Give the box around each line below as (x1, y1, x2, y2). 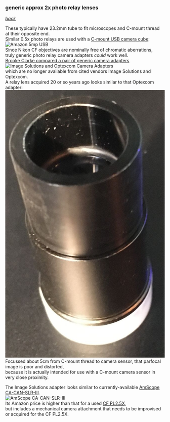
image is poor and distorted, (5, 364, 64, 370)
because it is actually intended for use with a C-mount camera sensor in (5, 369, 156, 375)
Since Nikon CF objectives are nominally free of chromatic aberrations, (5, 47, 153, 53)
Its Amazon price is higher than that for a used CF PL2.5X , (5, 400, 126, 406)
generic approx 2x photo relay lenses (5, 4, 99, 11)
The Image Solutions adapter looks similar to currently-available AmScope (5, 384, 160, 391)
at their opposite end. (5, 31, 50, 37)
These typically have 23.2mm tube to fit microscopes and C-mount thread (5, 25, 160, 31)
